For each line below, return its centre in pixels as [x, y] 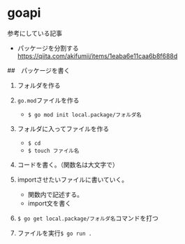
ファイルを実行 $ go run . [54, 233]
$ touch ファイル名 [53, 151]
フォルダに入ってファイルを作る [63, 128]
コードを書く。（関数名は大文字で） [68, 164]
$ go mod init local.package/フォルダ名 [84, 115]
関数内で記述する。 [55, 194]
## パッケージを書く [39, 70]
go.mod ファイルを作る [48, 100]
